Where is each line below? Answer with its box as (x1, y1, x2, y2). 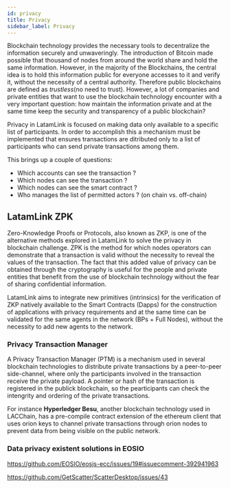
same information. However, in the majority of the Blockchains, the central (7, 63, 216, 72)
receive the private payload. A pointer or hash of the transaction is (7, 377, 195, 385)
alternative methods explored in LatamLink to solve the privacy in (7, 236, 192, 244)
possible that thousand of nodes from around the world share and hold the (7, 56, 218, 65)
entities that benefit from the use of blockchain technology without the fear (7, 272, 220, 281)
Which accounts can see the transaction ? (16, 169, 136, 177)
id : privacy (7, 10, 41, 17)
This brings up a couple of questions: (7, 156, 113, 164)
